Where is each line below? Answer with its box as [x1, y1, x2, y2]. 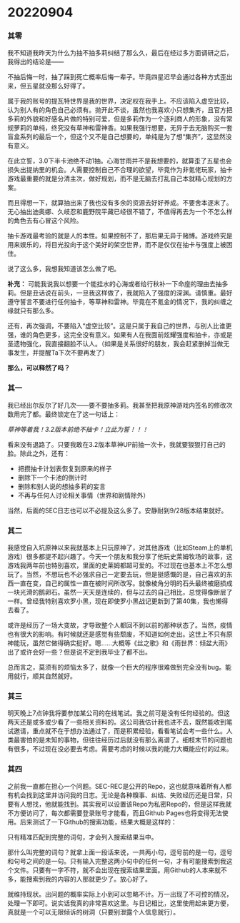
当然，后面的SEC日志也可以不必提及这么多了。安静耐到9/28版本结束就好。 [7, 506, 228, 515]
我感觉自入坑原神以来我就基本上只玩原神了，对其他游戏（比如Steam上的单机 [7, 543, 233, 552]
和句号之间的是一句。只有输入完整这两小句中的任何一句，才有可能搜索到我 [7, 857, 226, 865]
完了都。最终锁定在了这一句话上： [19, 410, 120, 418]
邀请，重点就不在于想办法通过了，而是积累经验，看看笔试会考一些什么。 [13, 727, 226, 735]
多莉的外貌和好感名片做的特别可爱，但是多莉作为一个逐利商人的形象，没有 [7, 115, 226, 123]
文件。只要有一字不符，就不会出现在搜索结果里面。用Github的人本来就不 [13, 865, 227, 874]
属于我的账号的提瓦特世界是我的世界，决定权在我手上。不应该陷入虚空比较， [7, 97, 233, 106]
